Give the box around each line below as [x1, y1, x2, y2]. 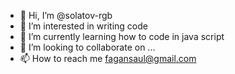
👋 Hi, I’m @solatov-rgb [19, 10, 113, 21]
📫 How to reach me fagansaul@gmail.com [19, 53, 197, 64]
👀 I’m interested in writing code [19, 20, 148, 32]
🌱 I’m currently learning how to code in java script [19, 31, 225, 42]
